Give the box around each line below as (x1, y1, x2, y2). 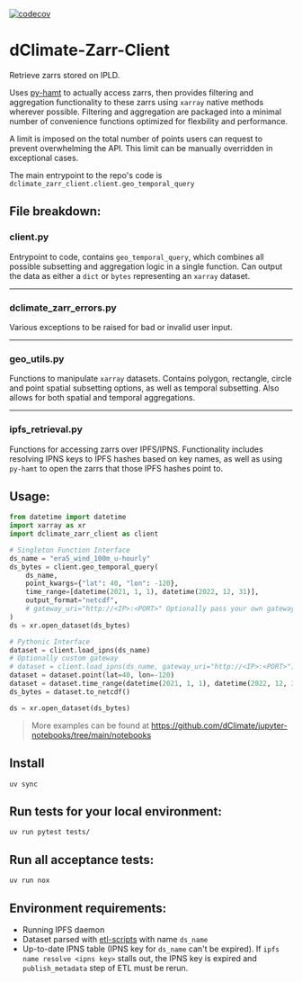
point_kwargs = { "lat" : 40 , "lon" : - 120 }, (25, 579, 179, 589)
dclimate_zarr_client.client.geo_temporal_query (9, 179, 195, 188)
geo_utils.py (9, 352, 65, 365)
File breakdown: (9, 203, 102, 220)
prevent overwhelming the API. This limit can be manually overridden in (9, 142, 273, 153)
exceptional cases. (9, 152, 79, 163)
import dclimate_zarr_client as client (9, 529, 159, 539)
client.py (9, 230, 49, 243)
